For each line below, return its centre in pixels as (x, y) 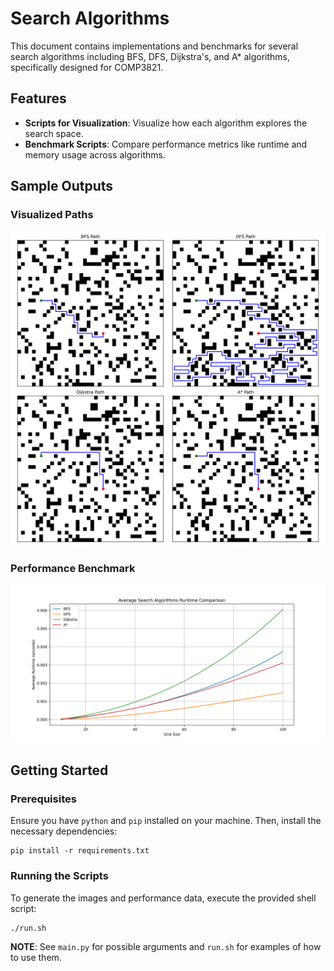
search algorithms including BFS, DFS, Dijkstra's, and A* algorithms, (150, 56)
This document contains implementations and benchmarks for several (154, 46)
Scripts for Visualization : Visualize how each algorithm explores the (166, 123)
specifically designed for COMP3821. (87, 67)
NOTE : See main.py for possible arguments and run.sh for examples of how (166, 946)
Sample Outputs (62, 186)
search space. (54, 133)
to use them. (36, 957)
